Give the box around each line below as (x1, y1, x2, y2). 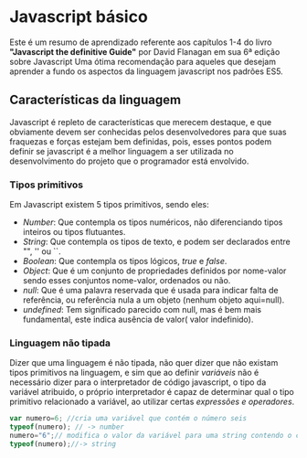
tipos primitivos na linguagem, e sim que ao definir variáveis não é (9, 367, 259, 378)
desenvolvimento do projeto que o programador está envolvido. (9, 155, 249, 166)
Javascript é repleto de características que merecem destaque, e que (9, 116, 272, 127)
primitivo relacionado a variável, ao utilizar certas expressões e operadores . (9, 396, 295, 408)
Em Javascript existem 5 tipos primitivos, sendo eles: (9, 199, 209, 210)
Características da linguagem (9, 92, 181, 108)
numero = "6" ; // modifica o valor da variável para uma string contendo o (9, 431, 292, 441)
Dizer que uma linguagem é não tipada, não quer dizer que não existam (9, 357, 279, 368)
